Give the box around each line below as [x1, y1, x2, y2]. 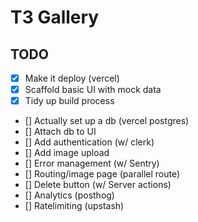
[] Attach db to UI [24, 126, 97, 138]
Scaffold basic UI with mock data [24, 84, 162, 96]
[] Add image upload [24, 147, 110, 159]
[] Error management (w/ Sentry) [24, 157, 160, 170]
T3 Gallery [10, 6, 100, 29]
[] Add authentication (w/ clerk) [24, 136, 155, 148]
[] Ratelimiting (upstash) [24, 200, 125, 212]
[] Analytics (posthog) [24, 189, 115, 201]
